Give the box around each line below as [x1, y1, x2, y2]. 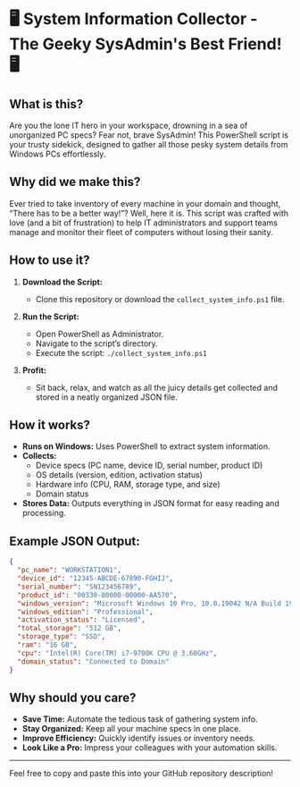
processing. [21, 508, 67, 519]
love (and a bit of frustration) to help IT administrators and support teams [9, 217, 279, 228]
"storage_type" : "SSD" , [17, 632, 105, 641]
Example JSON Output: [9, 533, 140, 548]
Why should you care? [9, 690, 137, 705]
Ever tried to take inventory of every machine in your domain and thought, [9, 198, 281, 208]
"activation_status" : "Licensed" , [17, 615, 146, 624]
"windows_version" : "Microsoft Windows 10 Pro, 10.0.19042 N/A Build [17, 598, 281, 608]
